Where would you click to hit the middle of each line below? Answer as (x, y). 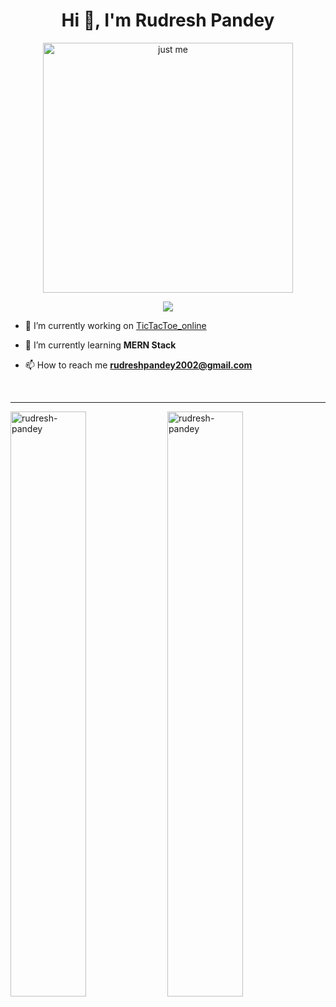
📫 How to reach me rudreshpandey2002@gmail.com (138, 365)
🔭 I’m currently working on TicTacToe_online (115, 325)
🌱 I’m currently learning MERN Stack (100, 345)
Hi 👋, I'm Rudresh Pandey (168, 20)
